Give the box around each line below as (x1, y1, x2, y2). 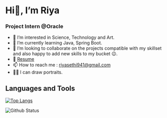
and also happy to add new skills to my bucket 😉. (12, 51, 118, 57)
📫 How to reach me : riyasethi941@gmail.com (12, 62, 111, 68)
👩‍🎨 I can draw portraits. (12, 69, 63, 76)
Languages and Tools (5, 84, 75, 92)
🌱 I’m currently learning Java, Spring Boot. (12, 40, 102, 46)
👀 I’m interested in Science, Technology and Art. (12, 34, 115, 40)
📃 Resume (12, 56, 34, 62)
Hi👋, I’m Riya (5, 5, 60, 16)
